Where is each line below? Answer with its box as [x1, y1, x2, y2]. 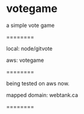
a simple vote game [6, 22, 55, 29]
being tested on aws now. [6, 80, 70, 87]
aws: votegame [6, 56, 44, 64]
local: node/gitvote [6, 44, 53, 52]
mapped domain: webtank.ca [6, 91, 79, 98]
